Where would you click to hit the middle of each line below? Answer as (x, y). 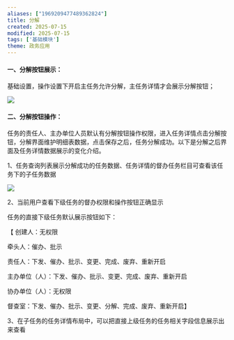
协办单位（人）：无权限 (39, 291)
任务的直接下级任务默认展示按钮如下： (62, 217)
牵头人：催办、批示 (35, 247)
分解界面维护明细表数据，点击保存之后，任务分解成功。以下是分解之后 (120, 142)
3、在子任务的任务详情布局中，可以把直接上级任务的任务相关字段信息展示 (113, 321)
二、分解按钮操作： (35, 117)
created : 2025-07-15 (37, 27)
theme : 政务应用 (29, 46)
